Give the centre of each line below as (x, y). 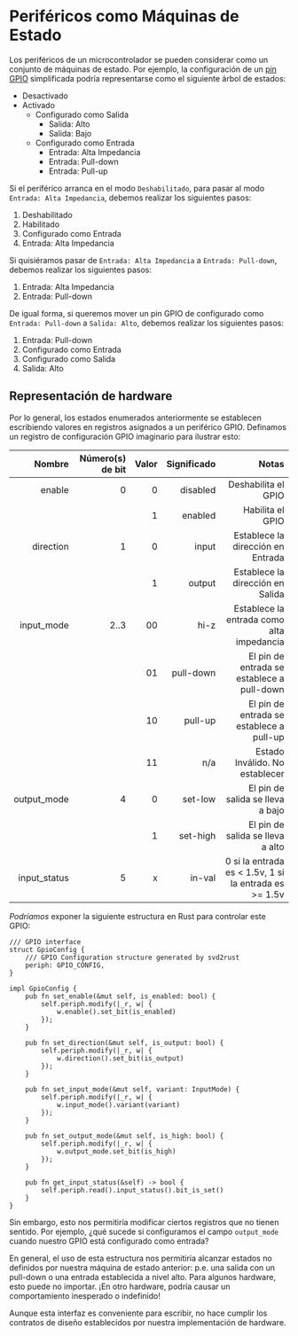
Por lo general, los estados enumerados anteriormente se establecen (135, 418)
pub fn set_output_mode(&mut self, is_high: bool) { (125, 1136)
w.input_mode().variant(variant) (118, 1105)
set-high (197, 835)
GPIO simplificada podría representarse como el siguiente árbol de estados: (148, 78)
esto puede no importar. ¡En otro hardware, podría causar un (120, 1286)
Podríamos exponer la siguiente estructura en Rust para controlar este (137, 916)
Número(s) (103, 458)
